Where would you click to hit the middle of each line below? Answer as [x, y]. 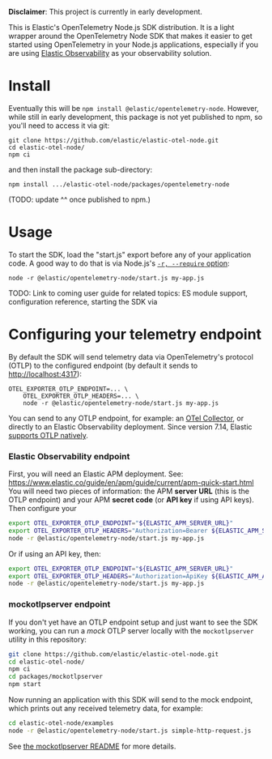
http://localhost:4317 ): [45, 374]
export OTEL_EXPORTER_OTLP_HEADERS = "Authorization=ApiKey [108, 576]
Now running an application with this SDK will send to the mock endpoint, [131, 700]
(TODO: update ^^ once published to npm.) [80, 199]
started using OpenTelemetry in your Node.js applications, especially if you [134, 45]
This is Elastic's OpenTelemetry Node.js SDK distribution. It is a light [121, 27]
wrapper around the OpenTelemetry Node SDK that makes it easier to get [130, 36]
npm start [25, 684]
